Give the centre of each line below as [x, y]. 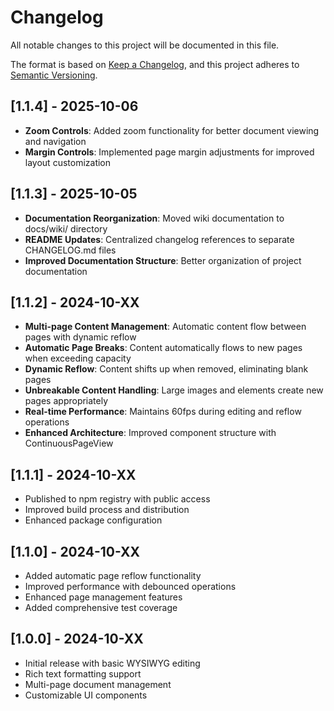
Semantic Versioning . [54, 75]
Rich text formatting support [83, 673]
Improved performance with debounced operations [130, 586]
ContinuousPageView [69, 443]
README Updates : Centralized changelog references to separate [159, 239]
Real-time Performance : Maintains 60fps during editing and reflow [163, 412]
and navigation [55, 141]
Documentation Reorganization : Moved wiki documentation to [154, 218]
